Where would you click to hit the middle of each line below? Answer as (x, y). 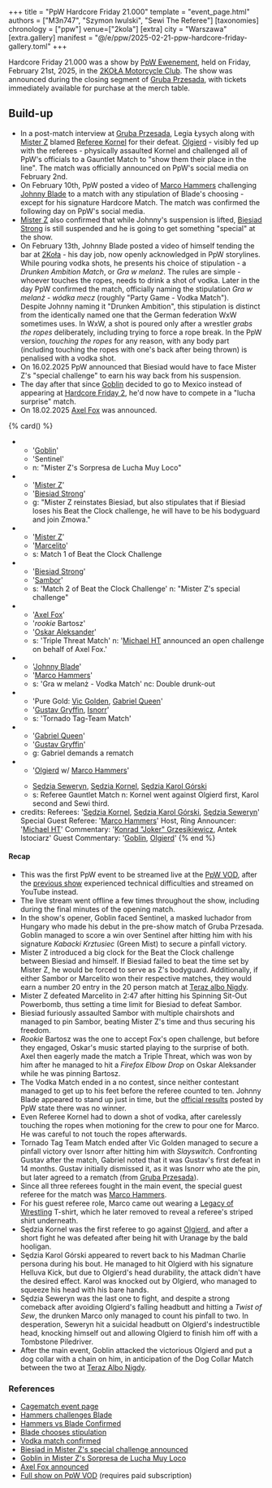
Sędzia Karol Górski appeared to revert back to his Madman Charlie (133, 1255)
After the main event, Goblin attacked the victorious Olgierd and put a (136, 1350)
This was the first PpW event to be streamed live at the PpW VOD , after (138, 875)
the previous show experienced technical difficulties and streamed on (137, 883)
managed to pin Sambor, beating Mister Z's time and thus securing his (138, 1022)
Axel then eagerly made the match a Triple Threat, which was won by (136, 1057)
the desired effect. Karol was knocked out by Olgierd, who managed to (138, 1281)
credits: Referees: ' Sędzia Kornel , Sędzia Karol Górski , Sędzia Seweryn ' (140, 812)
